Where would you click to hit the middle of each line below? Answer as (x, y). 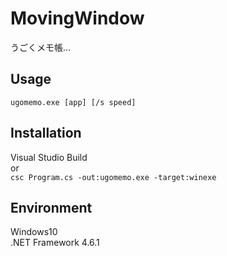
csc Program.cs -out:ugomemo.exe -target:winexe (113, 177)
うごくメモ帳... (41, 47)
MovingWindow (77, 18)
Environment (51, 207)
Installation (46, 133)
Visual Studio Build (49, 157)
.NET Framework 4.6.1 (55, 243)
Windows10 (34, 232)
